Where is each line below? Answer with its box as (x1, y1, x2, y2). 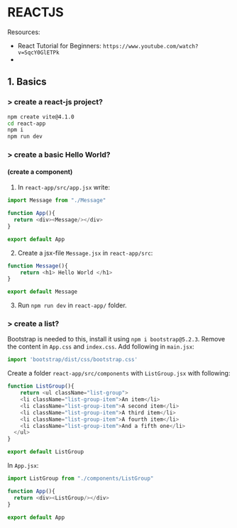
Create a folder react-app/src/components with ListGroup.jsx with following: (7, 369, 231, 378)
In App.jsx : (7, 461, 39, 470)
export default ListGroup (7, 449, 84, 456)
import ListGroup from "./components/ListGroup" (7, 475, 154, 483)
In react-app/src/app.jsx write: (17, 183, 110, 192)
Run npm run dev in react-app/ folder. (17, 301, 127, 309)
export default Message (7, 288, 78, 295)
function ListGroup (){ (7, 383, 75, 390)
